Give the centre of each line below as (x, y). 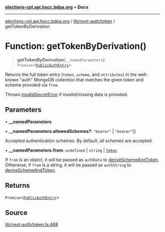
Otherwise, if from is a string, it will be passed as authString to (68, 165)
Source (16, 213)
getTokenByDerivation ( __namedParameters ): (61, 60)
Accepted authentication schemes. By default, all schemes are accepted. (79, 141)
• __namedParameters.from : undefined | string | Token (61, 150)
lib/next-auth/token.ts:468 (32, 225)
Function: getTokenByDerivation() (76, 46)
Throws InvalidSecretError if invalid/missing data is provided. (67, 94)
